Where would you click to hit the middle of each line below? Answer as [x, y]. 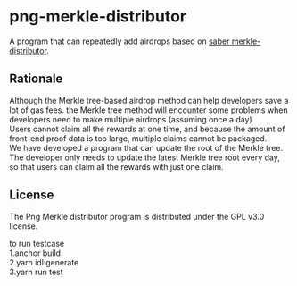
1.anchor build [35, 253]
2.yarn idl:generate [44, 262]
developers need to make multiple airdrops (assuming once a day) [131, 119]
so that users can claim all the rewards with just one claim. [117, 166]
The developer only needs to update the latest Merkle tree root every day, [145, 157]
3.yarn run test [37, 272]
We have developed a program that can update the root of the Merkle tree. [146, 147]
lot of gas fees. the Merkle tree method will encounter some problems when [148, 110]
